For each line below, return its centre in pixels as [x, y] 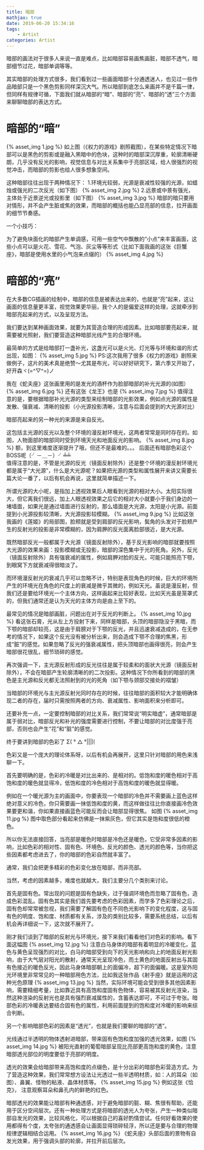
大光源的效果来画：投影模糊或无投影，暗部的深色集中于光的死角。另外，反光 [102, 550]
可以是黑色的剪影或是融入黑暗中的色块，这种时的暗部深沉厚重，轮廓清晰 [102, 154]
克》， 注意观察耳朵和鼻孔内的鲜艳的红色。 [59, 1090]
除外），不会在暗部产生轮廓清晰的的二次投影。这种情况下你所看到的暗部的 [98, 672]
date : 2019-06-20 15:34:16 [40, 23]
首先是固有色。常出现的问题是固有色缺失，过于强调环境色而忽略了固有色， [99, 893]
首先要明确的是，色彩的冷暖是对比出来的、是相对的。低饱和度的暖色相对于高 [102, 775]
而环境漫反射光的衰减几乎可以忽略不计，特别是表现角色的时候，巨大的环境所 [102, 578]
